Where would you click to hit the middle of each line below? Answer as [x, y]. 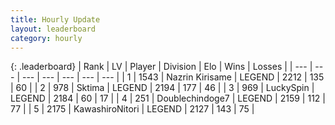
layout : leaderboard [53, 29]
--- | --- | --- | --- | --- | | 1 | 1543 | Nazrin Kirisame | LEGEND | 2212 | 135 [173, 77]
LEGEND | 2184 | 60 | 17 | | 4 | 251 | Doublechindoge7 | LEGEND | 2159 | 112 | [168, 98]
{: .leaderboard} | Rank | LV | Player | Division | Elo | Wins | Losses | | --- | [161, 67]
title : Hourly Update [55, 19]
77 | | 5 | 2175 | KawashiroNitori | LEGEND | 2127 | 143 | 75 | [132, 109]
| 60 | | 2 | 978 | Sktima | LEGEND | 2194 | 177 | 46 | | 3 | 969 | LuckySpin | [162, 88]
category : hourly [46, 38]
